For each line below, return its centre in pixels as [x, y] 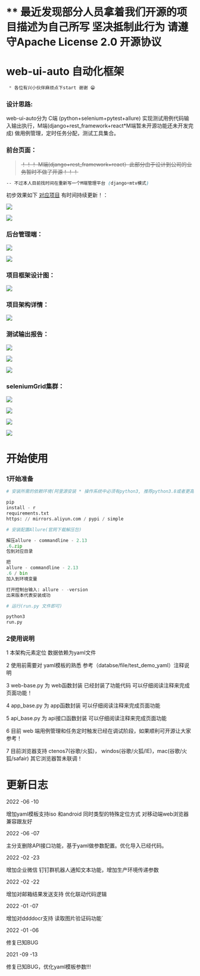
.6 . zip [14, 546]
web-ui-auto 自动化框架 [65, 72]
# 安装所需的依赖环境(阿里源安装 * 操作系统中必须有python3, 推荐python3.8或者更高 [100, 492]
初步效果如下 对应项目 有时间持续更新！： [57, 195]
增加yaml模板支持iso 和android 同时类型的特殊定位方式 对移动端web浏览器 [98, 814]
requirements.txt [28, 513]
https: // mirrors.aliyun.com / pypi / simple [65, 519]
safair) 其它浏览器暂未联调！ [48, 758]
